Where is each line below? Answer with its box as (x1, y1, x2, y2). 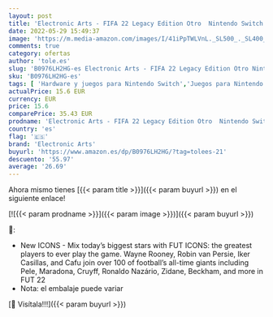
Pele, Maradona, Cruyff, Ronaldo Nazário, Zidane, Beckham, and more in (19, 267, 264, 276)
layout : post (8, 11, 53, 20)
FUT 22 (19, 275, 46, 285)
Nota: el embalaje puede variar (19, 284, 123, 293)
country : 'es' (8, 125, 57, 133)
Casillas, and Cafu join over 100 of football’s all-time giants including (19, 258, 249, 268)
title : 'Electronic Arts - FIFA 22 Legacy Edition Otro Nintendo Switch (8, 19, 264, 28)
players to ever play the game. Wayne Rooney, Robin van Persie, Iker (19, 249, 250, 259)
